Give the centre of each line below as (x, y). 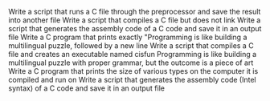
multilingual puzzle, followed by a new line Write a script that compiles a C (131, 46)
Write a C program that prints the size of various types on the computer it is (133, 71)
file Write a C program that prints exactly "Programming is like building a (128, 37)
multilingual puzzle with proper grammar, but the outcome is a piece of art (131, 63)
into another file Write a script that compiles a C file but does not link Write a (135, 20)
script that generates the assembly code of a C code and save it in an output (135, 28)
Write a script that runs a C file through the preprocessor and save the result (135, 12)
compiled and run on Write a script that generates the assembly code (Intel (132, 80)
